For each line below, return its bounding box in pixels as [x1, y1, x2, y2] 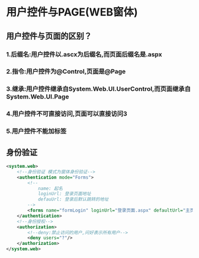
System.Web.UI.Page [6, 93, 69, 101]
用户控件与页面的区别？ [6, 31, 92, 41]
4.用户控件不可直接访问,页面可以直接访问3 [6, 110, 127, 118]
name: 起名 [37, 185, 63, 192]
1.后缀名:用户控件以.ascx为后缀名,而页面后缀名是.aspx [6, 50, 162, 58]
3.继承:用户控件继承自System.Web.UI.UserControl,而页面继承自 [6, 85, 191, 93]
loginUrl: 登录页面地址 [37, 191, 91, 197]
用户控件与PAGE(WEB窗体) [6, 5, 138, 19]
